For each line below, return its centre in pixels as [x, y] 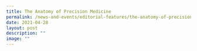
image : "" [18, 39]
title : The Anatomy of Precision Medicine [59, 11]
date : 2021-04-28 [27, 22]
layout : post [22, 28]
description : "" [26, 33]
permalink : [19, 17]
